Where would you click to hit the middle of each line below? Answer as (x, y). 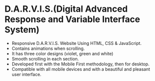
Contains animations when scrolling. (48, 48)
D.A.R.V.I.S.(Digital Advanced (66, 9)
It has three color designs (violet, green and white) (62, 53)
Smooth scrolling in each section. (45, 59)
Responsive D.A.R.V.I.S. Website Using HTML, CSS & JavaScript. (77, 43)
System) (22, 30)
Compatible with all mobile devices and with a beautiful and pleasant (81, 69)
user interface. (26, 74)
